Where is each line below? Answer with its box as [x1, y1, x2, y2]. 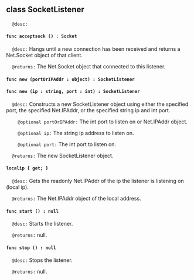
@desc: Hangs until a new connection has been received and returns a [11, 46, 181, 53]
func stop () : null [6, 245, 57, 251]
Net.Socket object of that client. [6, 52, 83, 59]
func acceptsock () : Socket [6, 33, 77, 40]
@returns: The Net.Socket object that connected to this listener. [11, 63, 166, 70]
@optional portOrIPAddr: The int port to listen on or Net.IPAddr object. [17, 118, 188, 125]
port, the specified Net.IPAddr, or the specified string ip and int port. [6, 106, 171, 113]
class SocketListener [6, 5, 85, 15]
